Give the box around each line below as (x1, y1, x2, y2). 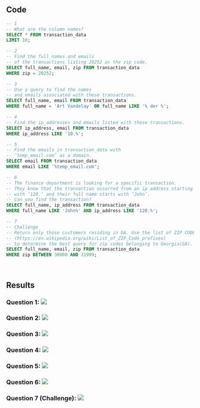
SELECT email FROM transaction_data (6, 158, 97, 164)
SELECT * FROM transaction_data (6, 32, 86, 38)
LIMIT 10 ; (6, 37, 31, 44)
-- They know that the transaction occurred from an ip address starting (6, 185, 193, 192)
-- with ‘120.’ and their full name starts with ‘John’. (6, 191, 151, 197)
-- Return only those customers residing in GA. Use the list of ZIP (6, 229, 183, 235)
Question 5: (6, 362, 40, 370)
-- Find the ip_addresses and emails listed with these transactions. (6, 119, 185, 125)
